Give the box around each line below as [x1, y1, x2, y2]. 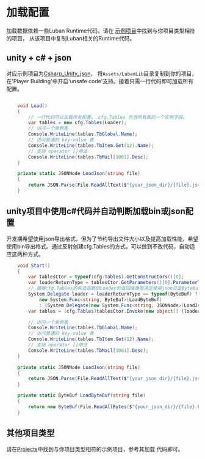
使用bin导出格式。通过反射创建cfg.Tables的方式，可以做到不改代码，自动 [6, 242, 190, 250]
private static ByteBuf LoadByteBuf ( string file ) [17, 392, 146, 398]
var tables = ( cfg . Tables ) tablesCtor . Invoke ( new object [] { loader [28, 308, 201, 314]
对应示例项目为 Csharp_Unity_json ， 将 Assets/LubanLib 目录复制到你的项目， [6, 70, 197, 77]
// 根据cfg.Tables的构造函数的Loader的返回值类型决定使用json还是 [28, 285, 182, 291]
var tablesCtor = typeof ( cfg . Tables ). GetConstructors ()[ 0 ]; [28, 274, 184, 280]
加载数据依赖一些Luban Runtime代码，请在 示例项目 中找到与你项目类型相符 [6, 27, 195, 34]
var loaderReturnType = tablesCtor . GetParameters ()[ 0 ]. [28, 280, 173, 286]
